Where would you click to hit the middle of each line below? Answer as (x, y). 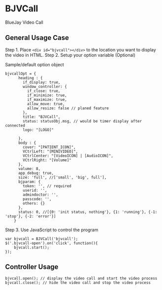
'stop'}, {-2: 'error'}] (31, 216)
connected (15, 125)
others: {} (34, 203)
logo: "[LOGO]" (38, 130)
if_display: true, (42, 82)
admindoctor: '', (40, 195)
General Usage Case (37, 38)
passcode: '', (37, 199)
